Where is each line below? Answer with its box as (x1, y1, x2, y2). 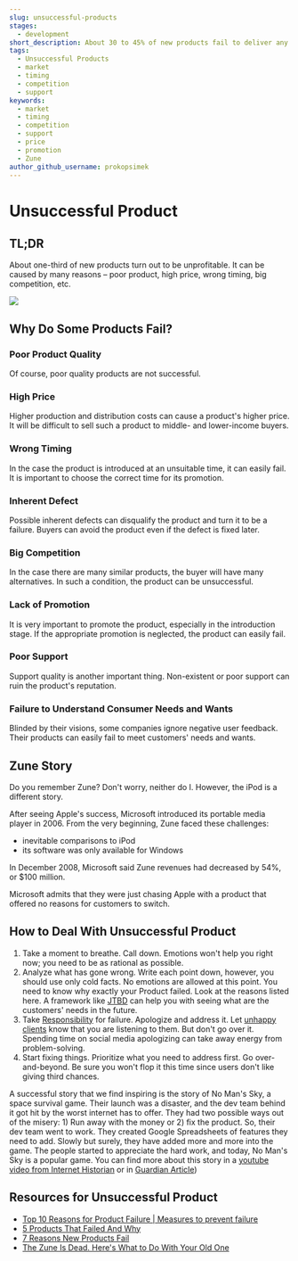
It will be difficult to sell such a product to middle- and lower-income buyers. (9, 420, 289, 431)
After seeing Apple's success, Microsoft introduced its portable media (9, 808, 266, 819)
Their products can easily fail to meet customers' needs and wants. (9, 732, 256, 743)
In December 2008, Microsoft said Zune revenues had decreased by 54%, (9, 861, 282, 872)
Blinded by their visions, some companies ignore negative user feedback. (9, 723, 278, 734)
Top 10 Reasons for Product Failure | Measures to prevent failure (21, 1214, 259, 1224)
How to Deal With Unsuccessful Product (9, 924, 237, 939)
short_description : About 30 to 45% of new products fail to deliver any (9, 37, 289, 47)
